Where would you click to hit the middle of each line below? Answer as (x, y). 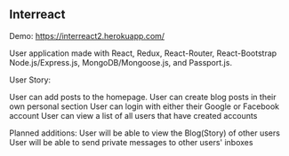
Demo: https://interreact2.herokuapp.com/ (87, 35)
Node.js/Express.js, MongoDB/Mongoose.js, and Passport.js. (121, 62)
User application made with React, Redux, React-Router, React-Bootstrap (143, 53)
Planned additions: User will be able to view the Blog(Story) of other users (144, 133)
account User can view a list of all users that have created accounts (133, 115)
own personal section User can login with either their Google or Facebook (144, 106)
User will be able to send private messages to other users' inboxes (131, 142)
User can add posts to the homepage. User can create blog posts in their (143, 97)
